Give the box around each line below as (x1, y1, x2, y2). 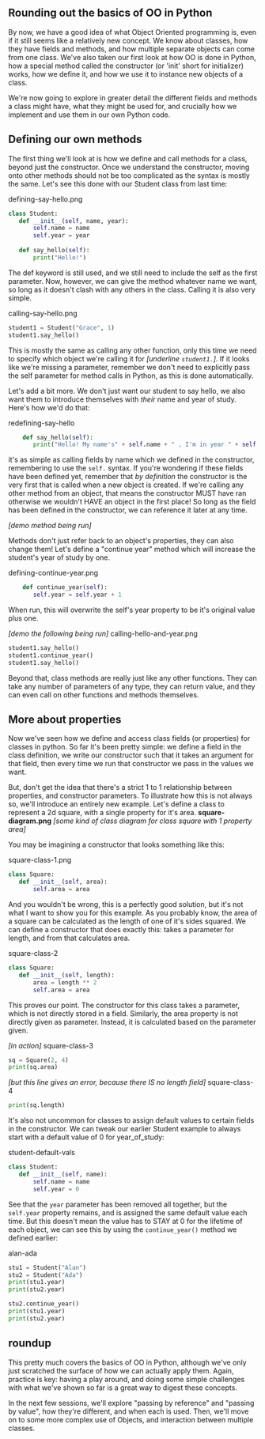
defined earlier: (8, 1233, 59, 1242)
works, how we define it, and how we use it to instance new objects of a (8, 69, 244, 78)
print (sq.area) (8, 1063, 59, 1071)
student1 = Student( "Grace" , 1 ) (8, 323, 115, 331)
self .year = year (32, 232, 90, 240)
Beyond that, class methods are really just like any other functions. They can (8, 673, 257, 682)
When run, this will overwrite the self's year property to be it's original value (8, 605, 256, 614)
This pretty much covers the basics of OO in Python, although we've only (8, 1358, 247, 1367)
